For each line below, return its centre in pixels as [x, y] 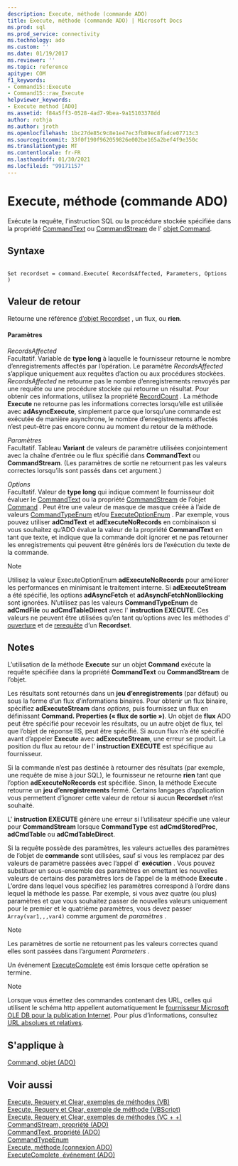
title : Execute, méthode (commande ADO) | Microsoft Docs [95, 21]
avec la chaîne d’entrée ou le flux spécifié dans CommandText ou [104, 455]
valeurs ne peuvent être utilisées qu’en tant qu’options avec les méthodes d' [119, 618]
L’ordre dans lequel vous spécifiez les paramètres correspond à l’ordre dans [119, 886]
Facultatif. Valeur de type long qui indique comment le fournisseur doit [111, 492]
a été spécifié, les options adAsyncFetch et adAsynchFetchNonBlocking [115, 595]
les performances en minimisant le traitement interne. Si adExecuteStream [117, 587]
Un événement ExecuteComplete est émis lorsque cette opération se [108, 965]
